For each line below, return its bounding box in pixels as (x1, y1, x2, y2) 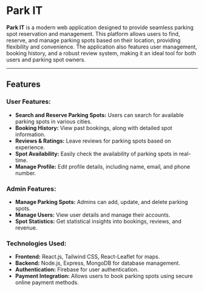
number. (15, 169, 36, 177)
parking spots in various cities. (15, 118, 92, 125)
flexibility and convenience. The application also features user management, (6, 43, 197, 50)
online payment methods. (15, 279, 79, 286)
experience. (15, 143, 46, 151)
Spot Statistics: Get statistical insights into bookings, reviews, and (15, 217, 182, 225)
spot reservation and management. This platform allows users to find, (6, 30, 180, 37)
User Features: (6, 98, 51, 106)
